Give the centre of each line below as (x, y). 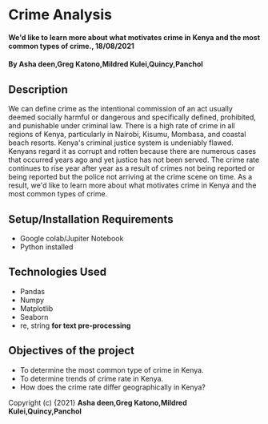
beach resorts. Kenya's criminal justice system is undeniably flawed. (121, 143)
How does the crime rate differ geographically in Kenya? (112, 387)
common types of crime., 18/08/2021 (71, 46)
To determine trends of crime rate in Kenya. (92, 378)
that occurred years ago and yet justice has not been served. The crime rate (134, 160)
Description (38, 89)
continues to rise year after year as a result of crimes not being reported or (132, 168)
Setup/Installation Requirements (91, 219)
